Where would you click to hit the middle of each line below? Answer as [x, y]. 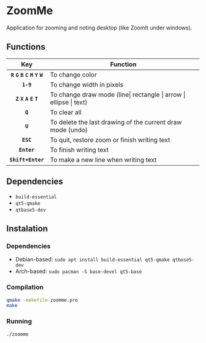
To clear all [66, 112]
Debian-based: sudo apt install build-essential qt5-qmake [92, 260]
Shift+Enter [27, 160]
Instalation [27, 229]
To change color [73, 74]
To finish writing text [79, 150]
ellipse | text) [69, 102]
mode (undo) [69, 129]
